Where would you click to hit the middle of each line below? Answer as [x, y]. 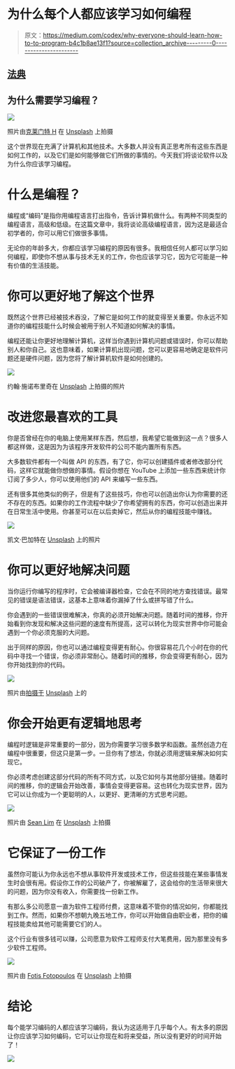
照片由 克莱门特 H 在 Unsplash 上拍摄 [60, 132]
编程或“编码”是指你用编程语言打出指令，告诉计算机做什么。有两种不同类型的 [117, 216]
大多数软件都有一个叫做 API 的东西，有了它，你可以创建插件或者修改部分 [112, 461]
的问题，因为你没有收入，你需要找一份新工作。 [74, 891]
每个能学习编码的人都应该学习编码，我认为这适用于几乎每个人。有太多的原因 [117, 1027]
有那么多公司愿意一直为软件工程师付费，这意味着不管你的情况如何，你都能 [114, 906]
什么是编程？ [44, 195]
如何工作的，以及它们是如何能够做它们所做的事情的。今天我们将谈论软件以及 [117, 156]
